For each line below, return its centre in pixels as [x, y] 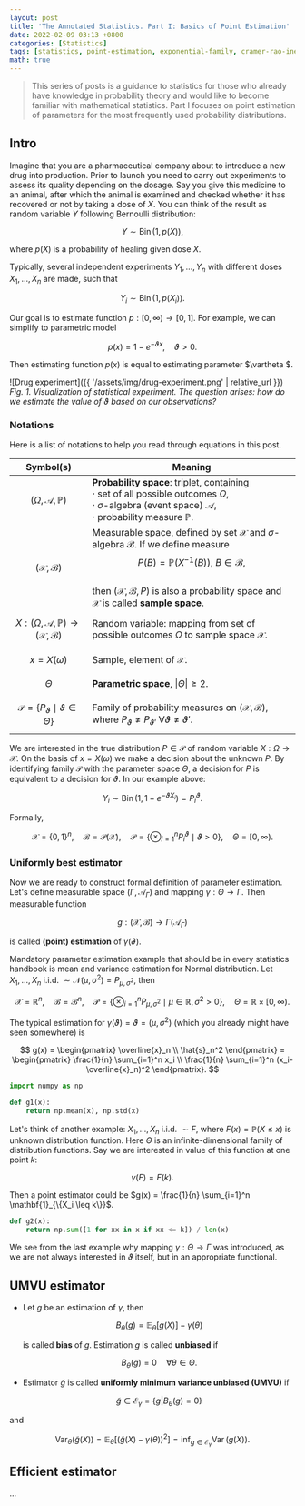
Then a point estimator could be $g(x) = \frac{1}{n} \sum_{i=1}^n [130, 1195]
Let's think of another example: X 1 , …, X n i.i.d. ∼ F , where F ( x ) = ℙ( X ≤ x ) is [151, 1130]
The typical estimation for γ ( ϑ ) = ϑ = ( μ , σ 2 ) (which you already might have [149, 1022]
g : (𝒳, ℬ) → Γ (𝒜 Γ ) [152, 923]
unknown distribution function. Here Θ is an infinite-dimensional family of [146, 1140]
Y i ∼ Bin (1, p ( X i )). [152, 299]
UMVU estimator [58, 1285]
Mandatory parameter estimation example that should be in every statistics [149, 959]
